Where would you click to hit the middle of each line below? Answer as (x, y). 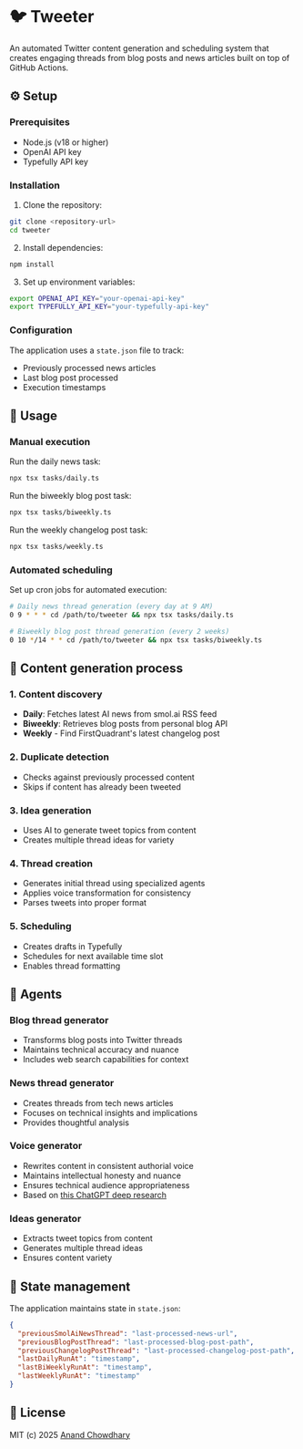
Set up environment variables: (79, 282)
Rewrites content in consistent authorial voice (108, 1165)
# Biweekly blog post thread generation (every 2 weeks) (120, 631)
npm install (32, 264)
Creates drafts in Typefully (72, 946)
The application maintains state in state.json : (95, 1308)
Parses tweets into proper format (85, 903)
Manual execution (50, 441)
